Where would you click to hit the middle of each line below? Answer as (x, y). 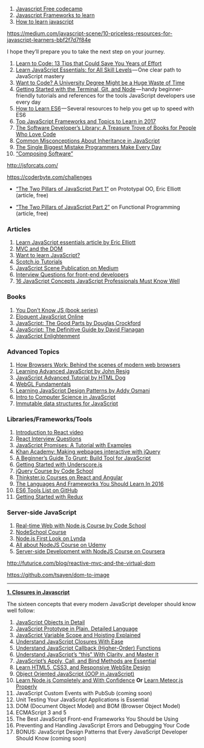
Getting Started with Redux (49, 497)
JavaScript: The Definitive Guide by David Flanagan (80, 329)
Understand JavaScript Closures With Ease (69, 642)
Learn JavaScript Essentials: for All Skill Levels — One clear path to (98, 70)
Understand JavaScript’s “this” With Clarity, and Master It (87, 655)
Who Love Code (36, 134)
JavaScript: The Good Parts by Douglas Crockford (78, 323)
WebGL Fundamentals (43, 384)
